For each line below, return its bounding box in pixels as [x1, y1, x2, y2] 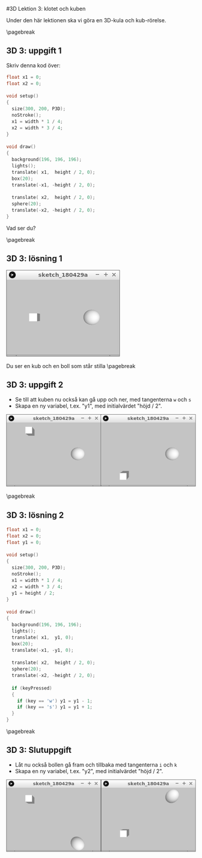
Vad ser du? [6, 224, 36, 231]
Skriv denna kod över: [6, 61, 61, 69]
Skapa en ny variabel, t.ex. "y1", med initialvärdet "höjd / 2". [14, 402, 162, 409]
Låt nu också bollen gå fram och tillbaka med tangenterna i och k [14, 761, 177, 768]
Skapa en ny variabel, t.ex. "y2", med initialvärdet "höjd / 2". [14, 767, 164, 774]
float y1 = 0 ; [6, 539, 42, 545]
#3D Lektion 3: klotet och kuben [6, 5, 86, 12]
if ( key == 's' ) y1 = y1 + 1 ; [17, 704, 93, 710]
